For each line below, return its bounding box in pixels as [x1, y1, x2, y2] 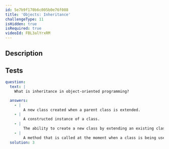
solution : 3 [10, 140, 35, 145]
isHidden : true [5, 21, 37, 27]
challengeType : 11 [5, 17, 44, 22]
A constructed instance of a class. [23, 116, 100, 122]
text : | [10, 84, 26, 89]
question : [5, 80, 26, 85]
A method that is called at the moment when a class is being [23, 135, 156, 140]
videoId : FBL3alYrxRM [5, 31, 51, 36]
